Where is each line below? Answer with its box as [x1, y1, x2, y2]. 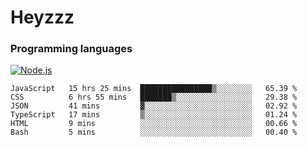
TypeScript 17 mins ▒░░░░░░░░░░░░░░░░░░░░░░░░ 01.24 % [10, 110, 298, 120]
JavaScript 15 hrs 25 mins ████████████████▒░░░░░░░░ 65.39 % [10, 84, 298, 94]
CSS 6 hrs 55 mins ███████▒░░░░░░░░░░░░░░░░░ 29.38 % [10, 92, 298, 103]
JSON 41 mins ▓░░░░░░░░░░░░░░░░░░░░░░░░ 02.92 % [10, 101, 298, 111]
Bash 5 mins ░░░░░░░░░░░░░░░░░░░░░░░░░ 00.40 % [10, 127, 298, 138]
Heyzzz [10, 6, 75, 29]
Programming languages [10, 42, 133, 56]
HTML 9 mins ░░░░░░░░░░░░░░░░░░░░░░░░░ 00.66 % [10, 119, 298, 129]
